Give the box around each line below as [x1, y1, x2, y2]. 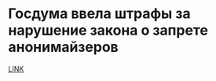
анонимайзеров [8, 39, 119, 56]
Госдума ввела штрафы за [8, 5, 191, 23]
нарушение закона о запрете [8, 21, 208, 39]
